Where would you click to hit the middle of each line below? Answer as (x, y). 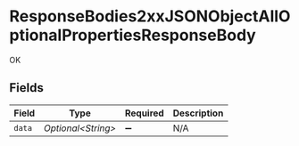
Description (198, 113)
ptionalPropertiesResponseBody (133, 35)
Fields (27, 88)
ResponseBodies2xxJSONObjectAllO (150, 16)
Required (145, 113)
